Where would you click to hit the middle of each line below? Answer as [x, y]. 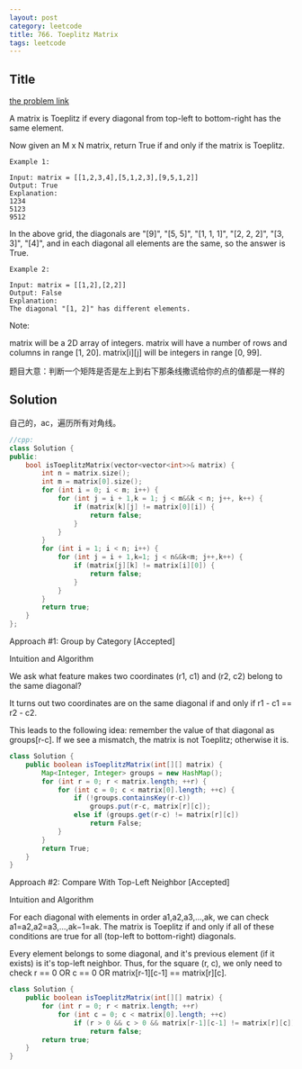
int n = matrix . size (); [86, 474]
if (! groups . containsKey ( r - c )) [132, 798]
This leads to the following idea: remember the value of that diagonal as [142, 730]
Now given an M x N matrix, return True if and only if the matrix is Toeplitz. [147, 146]
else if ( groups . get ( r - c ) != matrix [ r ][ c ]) [156, 815]
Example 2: [30, 270]
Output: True [34, 186]
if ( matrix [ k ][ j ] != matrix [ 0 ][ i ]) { [144, 507]
